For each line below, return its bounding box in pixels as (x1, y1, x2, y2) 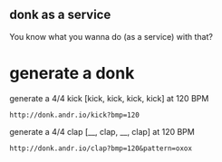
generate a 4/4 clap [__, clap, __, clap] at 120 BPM (9, 126, 195, 137)
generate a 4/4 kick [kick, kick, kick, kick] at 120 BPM (9, 92, 209, 103)
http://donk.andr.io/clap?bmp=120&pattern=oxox (9, 144, 193, 153)
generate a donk (9, 63, 135, 83)
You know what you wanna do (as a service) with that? (9, 31, 213, 42)
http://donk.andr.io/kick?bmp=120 (9, 110, 140, 119)
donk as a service (9, 7, 111, 23)
